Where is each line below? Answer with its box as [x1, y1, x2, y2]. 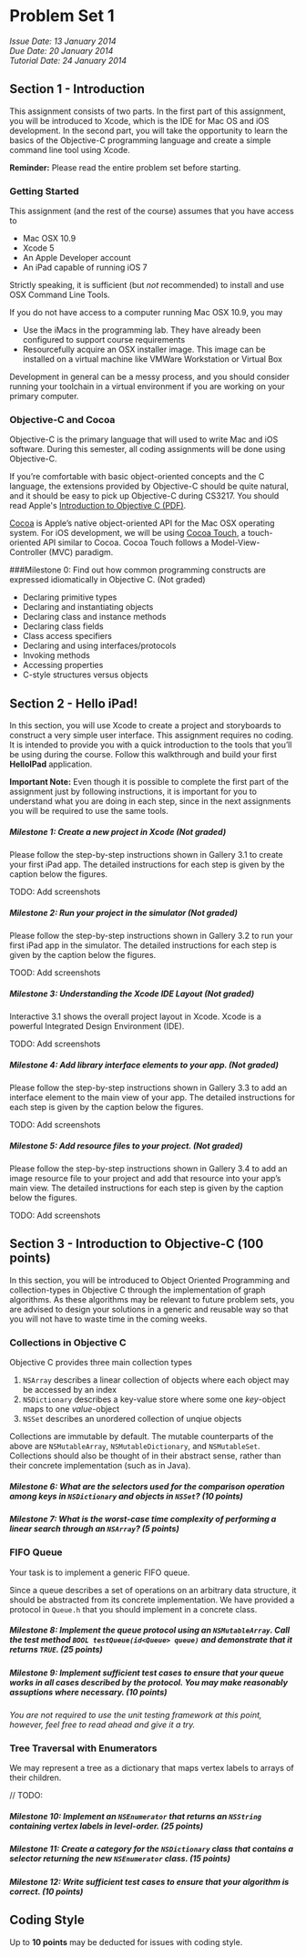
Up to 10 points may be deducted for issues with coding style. [9, 1936, 243, 1947]
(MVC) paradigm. [48, 547, 114, 558]
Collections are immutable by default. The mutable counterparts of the [9, 1431, 274, 1442]
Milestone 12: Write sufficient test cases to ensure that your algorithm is [9, 1876, 290, 1887]
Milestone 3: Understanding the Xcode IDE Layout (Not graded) [9, 988, 255, 999]
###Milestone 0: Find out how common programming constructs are [9, 564, 267, 575]
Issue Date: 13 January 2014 [9, 36, 117, 46]
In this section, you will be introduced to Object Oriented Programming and [9, 1274, 291, 1285]
